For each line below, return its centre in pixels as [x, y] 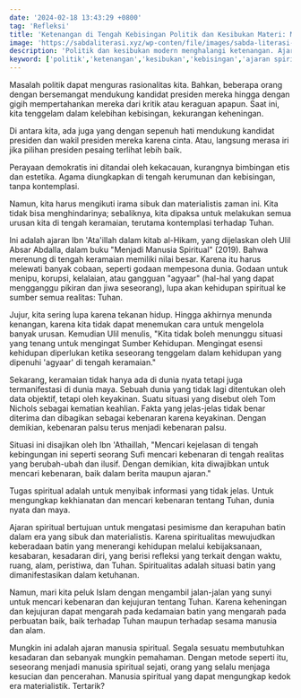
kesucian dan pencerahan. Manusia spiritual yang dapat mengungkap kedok [150, 676]
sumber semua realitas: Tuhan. [66, 297]
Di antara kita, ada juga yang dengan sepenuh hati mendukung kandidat [142, 131]
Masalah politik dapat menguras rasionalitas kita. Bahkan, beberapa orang [146, 85]
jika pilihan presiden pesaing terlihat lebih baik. [95, 150]
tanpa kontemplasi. [44, 186]
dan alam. [28, 630]
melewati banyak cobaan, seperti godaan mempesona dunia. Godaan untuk [149, 269]
